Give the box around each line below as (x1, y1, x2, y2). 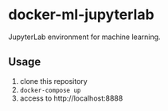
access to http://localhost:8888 (19, 93, 123, 103)
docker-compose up (19, 86, 81, 94)
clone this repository (19, 76, 88, 85)
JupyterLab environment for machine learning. (8, 32, 161, 42)
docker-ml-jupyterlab (8, 6, 154, 24)
